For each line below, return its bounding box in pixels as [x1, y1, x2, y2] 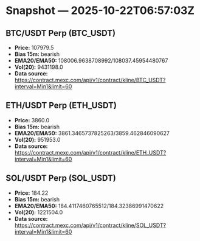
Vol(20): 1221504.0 [14, 208, 63, 216]
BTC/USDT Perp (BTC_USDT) [5, 28, 116, 38]
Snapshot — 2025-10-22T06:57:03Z [5, 4, 195, 18]
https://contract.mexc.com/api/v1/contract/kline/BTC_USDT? [14, 77, 166, 83]
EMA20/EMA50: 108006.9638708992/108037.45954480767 [14, 57, 168, 64]
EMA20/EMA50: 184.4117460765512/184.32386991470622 [14, 202, 164, 209]
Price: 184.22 [14, 189, 49, 197]
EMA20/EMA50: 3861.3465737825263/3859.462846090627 [14, 129, 170, 137]
